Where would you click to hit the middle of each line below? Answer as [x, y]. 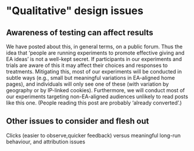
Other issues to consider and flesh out [78, 121]
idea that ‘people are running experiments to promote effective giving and [96, 53]
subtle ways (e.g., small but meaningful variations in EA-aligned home [91, 78]
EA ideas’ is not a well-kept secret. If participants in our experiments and [94, 59]
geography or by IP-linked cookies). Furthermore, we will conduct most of [96, 90]
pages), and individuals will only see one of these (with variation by [88, 84]
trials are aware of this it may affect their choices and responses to [87, 65]
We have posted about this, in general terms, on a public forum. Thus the [94, 46]
